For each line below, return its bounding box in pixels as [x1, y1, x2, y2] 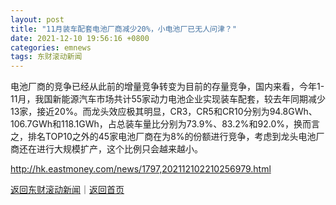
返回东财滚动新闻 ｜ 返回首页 [10, 184, 125, 196]
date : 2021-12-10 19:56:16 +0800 [10, 33, 150, 43]
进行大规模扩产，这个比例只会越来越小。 [36, 143, 203, 155]
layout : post [10, 14, 65, 25]
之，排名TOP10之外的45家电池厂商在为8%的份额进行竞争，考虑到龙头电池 [10, 131, 317, 143]
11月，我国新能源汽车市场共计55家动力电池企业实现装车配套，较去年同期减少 [10, 93, 326, 105]
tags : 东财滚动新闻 [10, 52, 83, 62]
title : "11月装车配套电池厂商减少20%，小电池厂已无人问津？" [10, 24, 237, 34]
